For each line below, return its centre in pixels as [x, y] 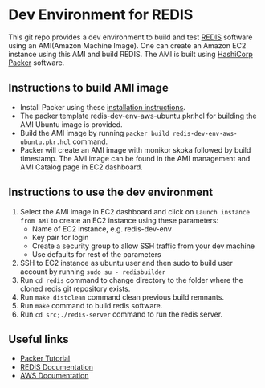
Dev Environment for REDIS [101, 15]
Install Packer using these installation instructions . [103, 107]
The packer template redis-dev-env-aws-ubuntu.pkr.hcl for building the [138, 116]
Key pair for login [60, 237]
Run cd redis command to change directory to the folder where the [131, 280]
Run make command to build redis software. [91, 305]
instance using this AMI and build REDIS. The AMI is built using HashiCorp [130, 54]
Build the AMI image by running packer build [94, 133]
